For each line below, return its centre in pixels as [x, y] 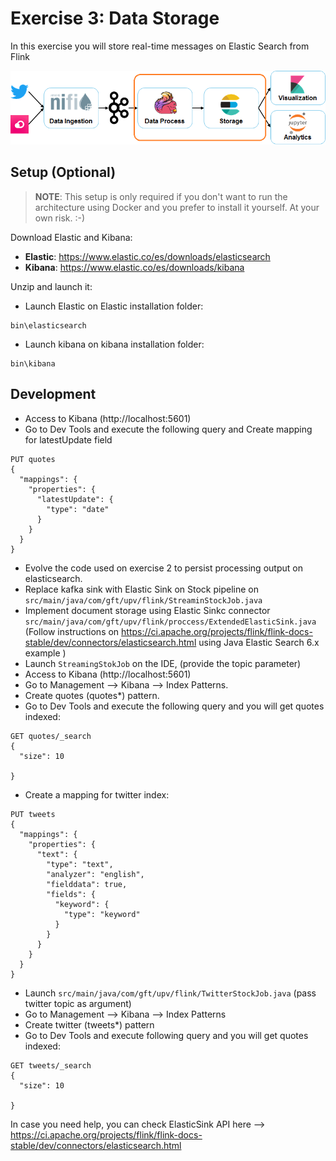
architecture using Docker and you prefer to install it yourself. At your [177, 207]
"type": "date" [78, 509]
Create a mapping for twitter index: [97, 794]
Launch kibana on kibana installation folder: [114, 344]
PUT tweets [33, 814]
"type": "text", [80, 864]
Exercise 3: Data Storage [115, 18]
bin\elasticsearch [48, 325]
